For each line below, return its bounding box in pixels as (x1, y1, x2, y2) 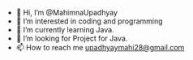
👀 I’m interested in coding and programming (15, 16, 164, 26)
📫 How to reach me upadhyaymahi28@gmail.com (15, 43, 185, 52)
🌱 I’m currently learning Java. (15, 25, 115, 34)
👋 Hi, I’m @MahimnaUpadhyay (15, 8, 118, 17)
